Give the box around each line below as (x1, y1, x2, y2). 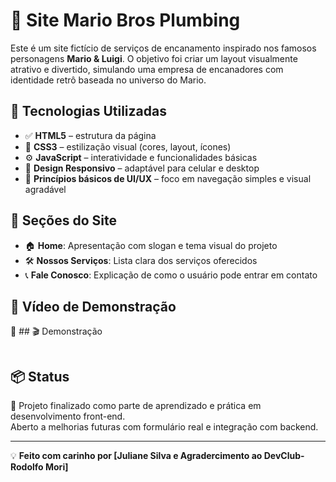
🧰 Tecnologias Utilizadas (10, 103, 167, 120)
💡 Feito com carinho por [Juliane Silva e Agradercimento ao (10, 450, 263, 462)
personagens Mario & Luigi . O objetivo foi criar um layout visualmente (10, 52, 298, 64)
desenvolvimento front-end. (10, 410, 126, 423)
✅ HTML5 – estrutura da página (24, 129, 157, 141)
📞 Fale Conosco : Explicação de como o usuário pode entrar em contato (24, 269, 318, 281)
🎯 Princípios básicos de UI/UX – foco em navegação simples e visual (24, 172, 312, 184)
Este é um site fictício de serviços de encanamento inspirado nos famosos (10, 42, 317, 54)
